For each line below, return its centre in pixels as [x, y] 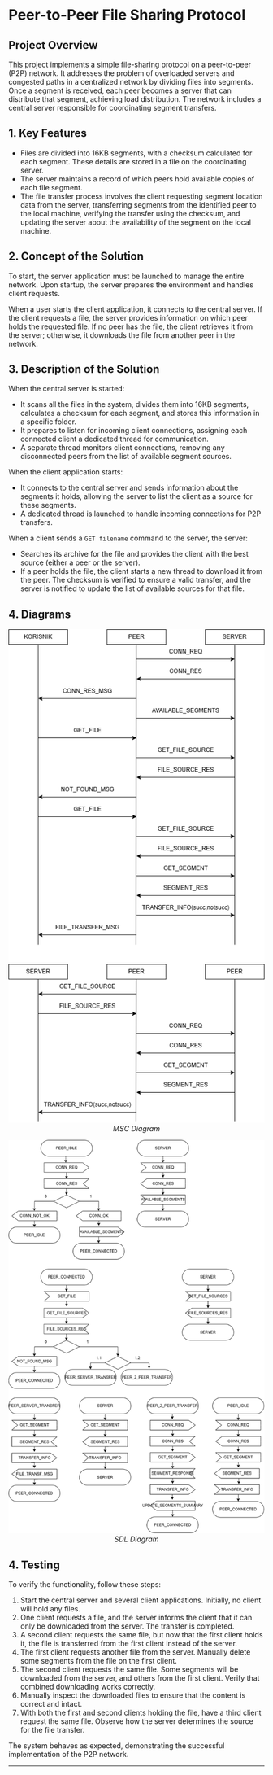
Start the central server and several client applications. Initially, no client [141, 1600]
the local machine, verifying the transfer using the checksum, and [130, 213]
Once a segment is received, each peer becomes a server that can [120, 90]
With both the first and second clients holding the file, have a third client [141, 1713]
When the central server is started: [67, 389]
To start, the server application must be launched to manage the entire [126, 276]
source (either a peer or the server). [80, 562]
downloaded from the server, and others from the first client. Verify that [140, 1678]
